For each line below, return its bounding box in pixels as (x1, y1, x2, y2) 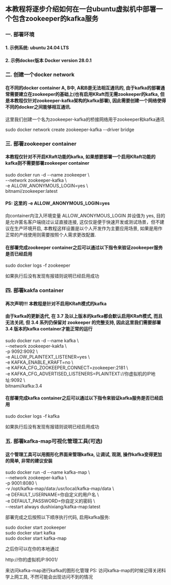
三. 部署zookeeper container (5, 140, 77, 147)
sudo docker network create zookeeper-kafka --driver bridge (5, 126, 134, 133)
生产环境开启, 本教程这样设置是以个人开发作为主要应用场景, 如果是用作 (14, 225, 162, 231)
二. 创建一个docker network (5, 71, 75, 78)
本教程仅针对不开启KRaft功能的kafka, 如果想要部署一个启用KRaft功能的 (5, 154, 156, 160)
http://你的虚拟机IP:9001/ (5, 556, 58, 563)
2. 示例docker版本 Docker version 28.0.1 (5, 57, 92, 63)
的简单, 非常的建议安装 (5, 457, 53, 464)
